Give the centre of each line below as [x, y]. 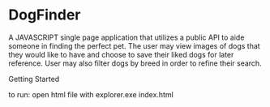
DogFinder [45, 15]
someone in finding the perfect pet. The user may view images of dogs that [135, 45]
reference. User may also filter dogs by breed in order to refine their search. [135, 63]
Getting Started [34, 79]
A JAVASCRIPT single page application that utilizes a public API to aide [126, 37]
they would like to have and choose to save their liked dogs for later [121, 54]
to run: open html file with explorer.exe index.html [91, 94]
